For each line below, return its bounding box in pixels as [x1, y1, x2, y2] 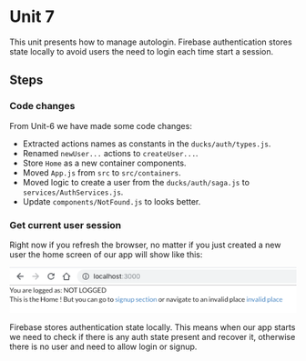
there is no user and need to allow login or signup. [9, 341, 198, 352]
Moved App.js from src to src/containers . [22, 166, 182, 178]
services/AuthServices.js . [22, 186, 124, 197]
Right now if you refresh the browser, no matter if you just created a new [9, 239, 281, 250]
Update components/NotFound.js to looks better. [22, 196, 201, 206]
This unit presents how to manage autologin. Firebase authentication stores [9, 36, 293, 47]
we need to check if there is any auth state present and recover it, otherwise [9, 332, 296, 343]
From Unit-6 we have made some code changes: [9, 120, 193, 131]
